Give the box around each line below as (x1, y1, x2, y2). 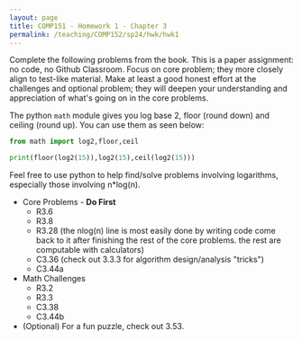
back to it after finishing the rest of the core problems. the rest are (35, 235, 281, 246)
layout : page (9, 13, 59, 22)
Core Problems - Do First (22, 197, 116, 208)
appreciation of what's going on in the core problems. (9, 93, 209, 103)
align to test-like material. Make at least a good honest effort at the (9, 74, 257, 85)
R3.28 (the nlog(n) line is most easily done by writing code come (35, 226, 277, 237)
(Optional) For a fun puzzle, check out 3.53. (22, 321, 185, 332)
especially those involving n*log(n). (9, 179, 142, 190)
